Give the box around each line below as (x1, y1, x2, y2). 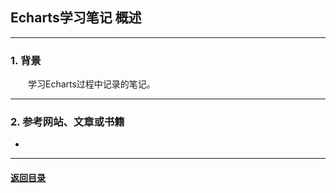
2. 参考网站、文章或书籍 (10, 115, 125, 129)
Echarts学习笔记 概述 (10, 9, 142, 27)
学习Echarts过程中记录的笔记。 (28, 78, 156, 90)
